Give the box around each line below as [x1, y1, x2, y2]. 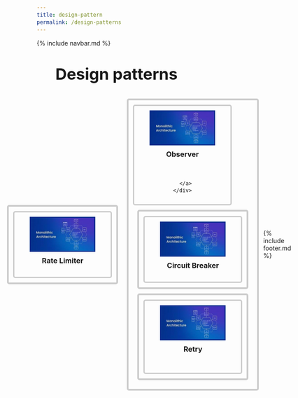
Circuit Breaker [166, 261, 220, 270]
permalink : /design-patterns [36, 18, 122, 26]
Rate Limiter [41, 256, 84, 266]
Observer [165, 149, 199, 159]
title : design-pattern [36, 11, 103, 18]
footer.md [263, 244, 292, 252]
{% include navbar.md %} [36, 39, 111, 47]
